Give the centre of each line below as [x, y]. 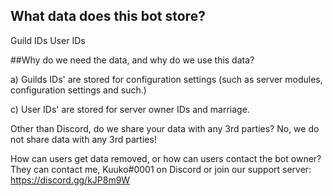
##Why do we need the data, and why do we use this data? [132, 60]
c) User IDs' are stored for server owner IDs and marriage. [130, 109]
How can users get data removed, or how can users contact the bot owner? [166, 158]
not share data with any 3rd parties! [83, 139]
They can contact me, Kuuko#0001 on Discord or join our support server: [161, 169]
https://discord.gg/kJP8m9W [70, 180]
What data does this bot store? [108, 16]
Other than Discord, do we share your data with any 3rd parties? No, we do [165, 128]
